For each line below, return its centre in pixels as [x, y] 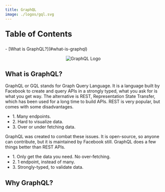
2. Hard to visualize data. [38, 122]
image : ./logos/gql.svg [30, 14]
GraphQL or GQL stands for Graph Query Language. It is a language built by [82, 86]
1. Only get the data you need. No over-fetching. [61, 157]
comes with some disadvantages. [39, 107]
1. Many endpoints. [31, 116]
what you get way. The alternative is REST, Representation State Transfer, [80, 96]
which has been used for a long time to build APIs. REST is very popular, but [82, 101]
